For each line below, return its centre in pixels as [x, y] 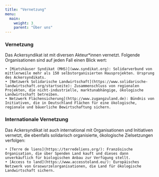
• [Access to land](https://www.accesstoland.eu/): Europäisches [72, 162]
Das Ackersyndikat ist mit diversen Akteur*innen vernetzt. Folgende [72, 55]
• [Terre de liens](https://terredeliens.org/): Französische [69, 149]
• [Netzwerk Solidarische [31, 82]
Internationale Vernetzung [37, 119]
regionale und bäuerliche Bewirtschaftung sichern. [58, 107]
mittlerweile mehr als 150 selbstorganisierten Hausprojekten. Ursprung [80, 73]
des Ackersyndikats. [26, 78]
